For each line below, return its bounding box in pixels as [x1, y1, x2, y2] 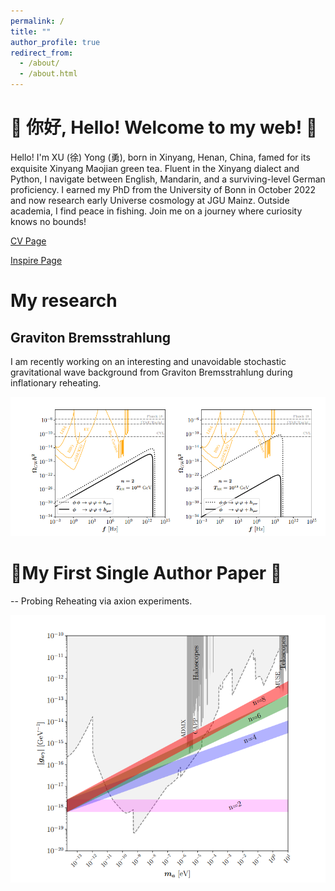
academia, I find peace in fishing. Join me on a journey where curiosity [10, 205, 303, 217]
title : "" [10, 26, 52, 37]
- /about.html [19, 69, 78, 79]
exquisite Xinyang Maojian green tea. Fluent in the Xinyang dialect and [10, 162, 300, 174]
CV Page [10, 235, 47, 247]
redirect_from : [10, 48, 74, 58]
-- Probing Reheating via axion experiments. [10, 595, 193, 607]
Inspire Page [10, 254, 63, 266]
